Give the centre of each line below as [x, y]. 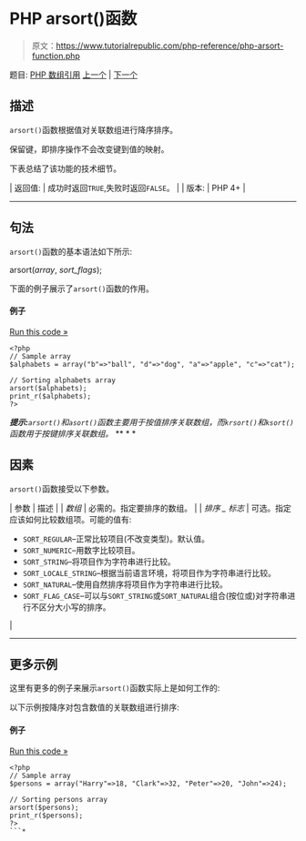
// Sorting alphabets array [63, 380]
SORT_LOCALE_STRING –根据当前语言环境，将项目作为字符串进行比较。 [149, 572]
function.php [56, 56]
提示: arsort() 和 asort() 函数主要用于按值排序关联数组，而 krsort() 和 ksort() [152, 422]
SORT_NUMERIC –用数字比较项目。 [81, 550]
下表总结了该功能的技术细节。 [65, 168]
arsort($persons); [44, 807]
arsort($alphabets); [49, 388]
